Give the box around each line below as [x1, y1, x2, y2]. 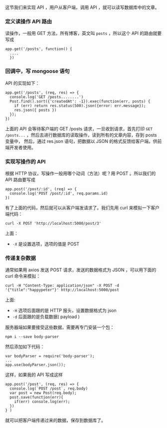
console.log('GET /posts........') [9, 94, 84, 99]
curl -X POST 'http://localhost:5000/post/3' [5, 221, 101, 226]
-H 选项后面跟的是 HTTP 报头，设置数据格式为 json [12, 308, 117, 314]
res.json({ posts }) [14, 107, 57, 112]
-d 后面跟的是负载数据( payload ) [12, 314, 80, 320]
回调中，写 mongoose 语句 [5, 68, 70, 75]
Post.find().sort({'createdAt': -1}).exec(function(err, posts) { [9, 99, 151, 104]
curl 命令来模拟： [5, 273, 41, 279]
